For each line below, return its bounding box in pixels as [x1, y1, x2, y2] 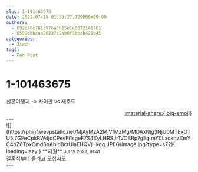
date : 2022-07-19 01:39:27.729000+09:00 [6, 14, 107, 20]
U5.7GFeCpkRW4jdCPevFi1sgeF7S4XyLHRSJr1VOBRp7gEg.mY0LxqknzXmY [6, 134, 191, 141]
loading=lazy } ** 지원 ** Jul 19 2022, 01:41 [6, 147, 100, 154]
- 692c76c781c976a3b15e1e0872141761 [11, 25, 101, 31]
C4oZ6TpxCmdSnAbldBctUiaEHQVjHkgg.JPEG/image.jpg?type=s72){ [6, 140, 176, 147]
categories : [6, 36, 35, 42]
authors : [6, 19, 28, 25]
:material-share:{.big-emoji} [124, 109, 192, 116]
